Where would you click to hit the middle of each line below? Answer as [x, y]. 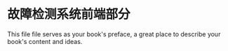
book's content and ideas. [45, 41]
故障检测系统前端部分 [69, 14]
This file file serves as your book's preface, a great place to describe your [114, 34]
